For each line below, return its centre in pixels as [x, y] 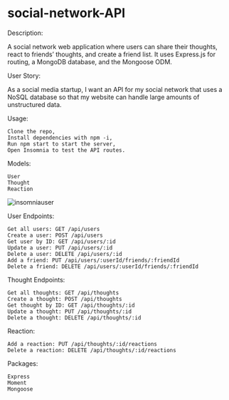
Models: [19, 163]
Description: [25, 33]
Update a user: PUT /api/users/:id [60, 247]
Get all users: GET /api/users [54, 229]
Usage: [18, 118]
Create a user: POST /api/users [55, 235]
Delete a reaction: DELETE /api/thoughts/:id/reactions [92, 350]
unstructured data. [34, 104]
